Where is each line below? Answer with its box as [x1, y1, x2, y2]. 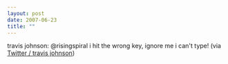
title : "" [7, 23, 36, 30]
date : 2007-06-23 [7, 17, 57, 23]
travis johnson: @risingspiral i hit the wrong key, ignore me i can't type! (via [7, 42, 221, 50]
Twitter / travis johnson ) [7, 49, 75, 57]
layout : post [7, 10, 45, 17]
